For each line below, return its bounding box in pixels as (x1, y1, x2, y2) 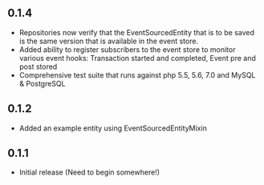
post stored (18, 62, 58, 71)
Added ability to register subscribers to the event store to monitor (18, 44, 236, 54)
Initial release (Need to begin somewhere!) (18, 167, 160, 177)
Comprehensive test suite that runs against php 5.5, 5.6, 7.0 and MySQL (18, 70, 256, 79)
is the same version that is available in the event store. (18, 36, 198, 46)
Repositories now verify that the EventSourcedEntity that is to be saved (18, 27, 254, 37)
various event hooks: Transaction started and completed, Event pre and (18, 53, 256, 62)
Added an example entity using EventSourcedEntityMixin (18, 123, 208, 133)
